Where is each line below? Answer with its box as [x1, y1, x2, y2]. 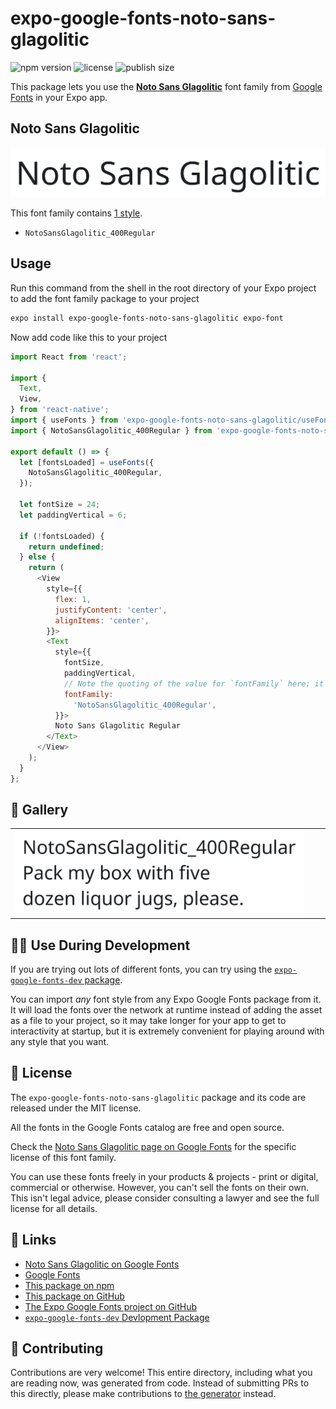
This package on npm [24, 1279, 115, 1291]
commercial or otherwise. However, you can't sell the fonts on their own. [10, 1181, 309, 1193]
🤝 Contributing [10, 1340, 104, 1357]
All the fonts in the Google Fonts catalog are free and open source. [10, 1121, 285, 1133]
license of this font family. [10, 1151, 117, 1163]
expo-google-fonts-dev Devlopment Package [24, 1311, 210, 1323]
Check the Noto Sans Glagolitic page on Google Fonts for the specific [10, 1140, 297, 1152]
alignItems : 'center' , [54, 615, 150, 626]
